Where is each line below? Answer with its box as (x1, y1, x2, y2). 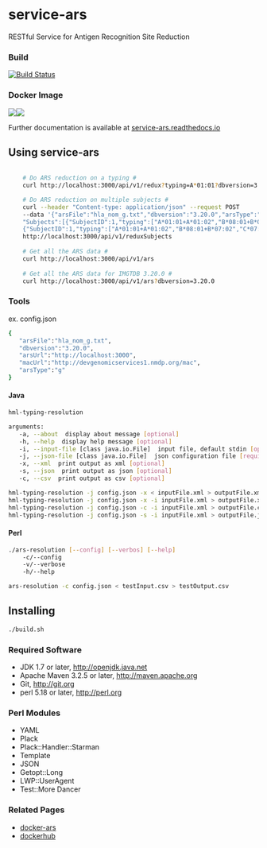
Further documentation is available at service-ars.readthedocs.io (8, 122, 221, 132)
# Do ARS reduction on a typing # (22, 174, 137, 182)
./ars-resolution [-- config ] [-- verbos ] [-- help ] (8, 546, 176, 554)
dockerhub (19, 831, 56, 840)
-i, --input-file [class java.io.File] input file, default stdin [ (18, 445, 254, 453)
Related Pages (8, 804, 65, 815)
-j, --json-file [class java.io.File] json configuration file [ (18, 452, 244, 460)
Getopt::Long (19, 768, 64, 777)
